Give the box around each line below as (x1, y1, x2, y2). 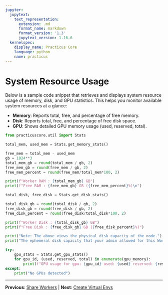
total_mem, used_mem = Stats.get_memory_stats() (5, 142, 108, 147)
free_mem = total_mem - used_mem (5, 151, 75, 156)
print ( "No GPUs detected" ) (14, 270, 70, 276)
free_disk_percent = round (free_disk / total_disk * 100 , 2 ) (5, 211, 126, 216)
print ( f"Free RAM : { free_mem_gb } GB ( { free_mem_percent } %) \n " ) (5, 184, 142, 189)
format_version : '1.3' (18, 31, 66, 36)
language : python (14, 49, 50, 54)
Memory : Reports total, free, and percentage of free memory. (12, 112, 140, 118)
